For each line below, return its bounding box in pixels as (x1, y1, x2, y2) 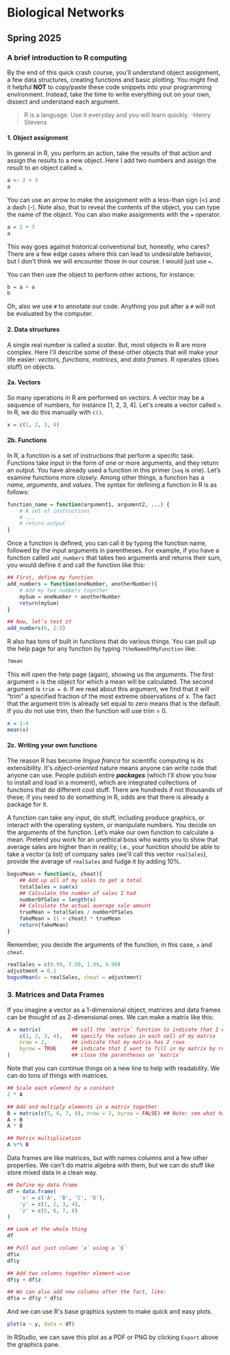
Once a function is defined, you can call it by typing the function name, (7, 539, 207, 547)
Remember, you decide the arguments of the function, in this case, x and (7, 940, 212, 949)
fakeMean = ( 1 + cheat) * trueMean (19, 915, 121, 923)
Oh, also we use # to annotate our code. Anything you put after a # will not (7, 302, 216, 310)
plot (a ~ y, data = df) (7, 1321, 75, 1328)
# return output (19, 520, 66, 527)
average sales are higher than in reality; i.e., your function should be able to (7, 843, 220, 851)
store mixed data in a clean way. (7, 1168, 98, 1177)
